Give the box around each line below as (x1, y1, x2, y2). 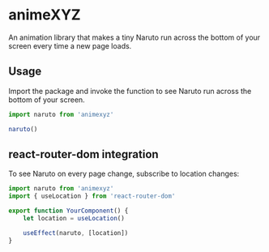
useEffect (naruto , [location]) (23, 229, 129, 237)
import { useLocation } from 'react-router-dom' (8, 192, 176, 200)
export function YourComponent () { (8, 207, 129, 216)
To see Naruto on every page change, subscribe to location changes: (8, 169, 240, 179)
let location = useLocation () (23, 214, 126, 222)
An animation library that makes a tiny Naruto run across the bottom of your (8, 32, 261, 42)
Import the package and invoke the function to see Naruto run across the (8, 86, 252, 96)
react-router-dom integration (8, 147, 160, 161)
